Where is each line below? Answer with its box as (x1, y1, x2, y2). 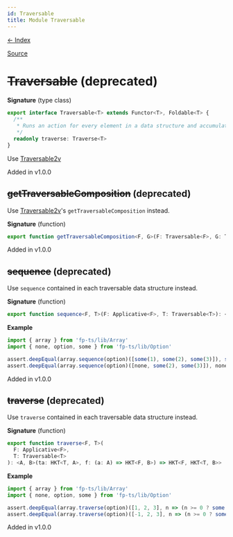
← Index (7, 35, 31, 44)
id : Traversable (7, 10, 54, 17)
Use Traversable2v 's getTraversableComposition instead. (7, 206, 170, 215)
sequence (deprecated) (7, 265, 112, 277)
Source (7, 49, 28, 58)
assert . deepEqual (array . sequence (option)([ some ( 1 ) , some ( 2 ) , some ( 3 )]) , (7, 355, 222, 362)
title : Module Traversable (7, 17, 85, 24)
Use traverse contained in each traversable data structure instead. (7, 413, 198, 421)
